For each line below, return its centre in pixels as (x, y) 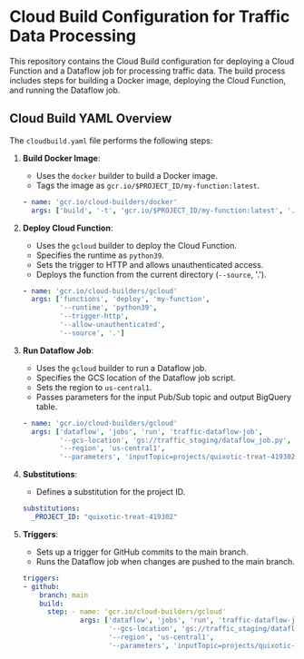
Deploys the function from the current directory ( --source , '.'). (151, 274)
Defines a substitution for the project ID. (111, 492)
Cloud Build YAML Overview (91, 118)
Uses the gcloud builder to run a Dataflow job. (121, 368)
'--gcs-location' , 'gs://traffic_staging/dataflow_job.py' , (176, 440)
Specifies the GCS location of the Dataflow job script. (136, 378)
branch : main (64, 595)
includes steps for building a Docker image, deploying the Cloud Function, (147, 80)
